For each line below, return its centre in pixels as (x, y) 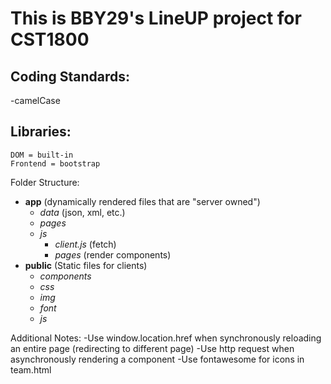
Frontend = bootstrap (55, 163)
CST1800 (50, 39)
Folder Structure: (45, 182)
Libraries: (41, 132)
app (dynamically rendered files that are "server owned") (142, 201)
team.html (31, 369)
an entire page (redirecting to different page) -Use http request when (152, 348)
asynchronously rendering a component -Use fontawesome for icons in (157, 359)
